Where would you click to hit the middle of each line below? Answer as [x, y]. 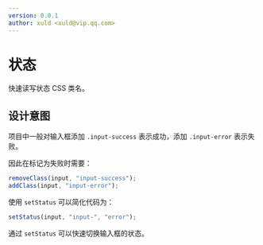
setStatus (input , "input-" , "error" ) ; [72, 217]
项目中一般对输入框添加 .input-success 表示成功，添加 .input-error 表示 [128, 137]
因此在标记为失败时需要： [50, 163]
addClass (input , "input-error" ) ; [64, 186]
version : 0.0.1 [33, 16]
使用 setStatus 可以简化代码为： [61, 202]
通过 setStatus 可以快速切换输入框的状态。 [79, 233]
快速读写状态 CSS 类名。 [49, 88]
